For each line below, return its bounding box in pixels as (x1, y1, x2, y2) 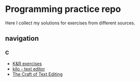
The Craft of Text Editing (12, 71, 63, 77)
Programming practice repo (5, 3, 121, 15)
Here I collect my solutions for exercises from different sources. (5, 20, 136, 26)
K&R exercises (12, 61, 42, 67)
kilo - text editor (12, 66, 45, 72)
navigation (5, 34, 39, 43)
